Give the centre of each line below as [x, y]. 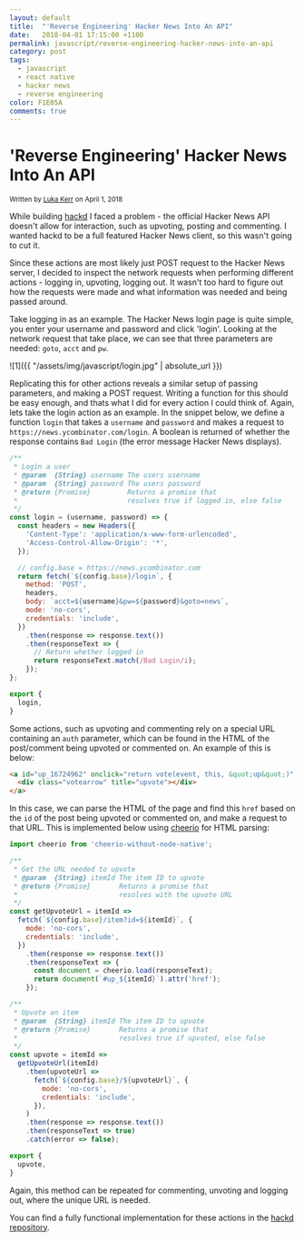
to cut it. [25, 246]
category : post [38, 52]
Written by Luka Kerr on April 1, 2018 [66, 200]
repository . [29, 1227]
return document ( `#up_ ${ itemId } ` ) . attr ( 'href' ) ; [127, 979]
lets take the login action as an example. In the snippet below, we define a [147, 413]
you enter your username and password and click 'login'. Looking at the [143, 329]
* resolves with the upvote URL [123, 894]
